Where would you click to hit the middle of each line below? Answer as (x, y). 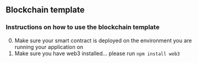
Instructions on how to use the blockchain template (83, 27)
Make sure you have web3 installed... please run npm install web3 (97, 53)
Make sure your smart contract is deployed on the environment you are (103, 40)
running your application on (49, 47)
